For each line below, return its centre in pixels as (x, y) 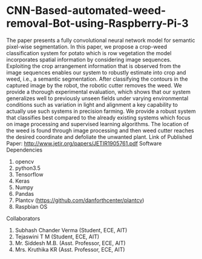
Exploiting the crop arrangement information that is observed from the (94, 66)
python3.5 (28, 168)
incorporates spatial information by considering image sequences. (89, 59)
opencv (24, 161)
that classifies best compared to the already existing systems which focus (98, 117)
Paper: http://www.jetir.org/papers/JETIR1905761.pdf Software (84, 143)
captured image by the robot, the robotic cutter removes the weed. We (94, 85)
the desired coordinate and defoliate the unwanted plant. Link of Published (99, 136)
